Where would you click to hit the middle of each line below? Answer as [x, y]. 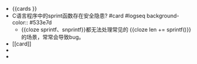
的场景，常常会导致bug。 [53, 37]
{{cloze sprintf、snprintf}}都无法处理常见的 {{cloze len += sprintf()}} [106, 30]
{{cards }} [25, 9]
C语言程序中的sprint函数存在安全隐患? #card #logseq [78, 16]
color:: [20, 22]
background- [163, 16]
